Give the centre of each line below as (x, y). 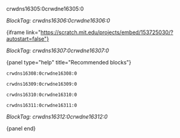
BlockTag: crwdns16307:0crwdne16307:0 (58, 50)
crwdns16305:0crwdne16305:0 (45, 9)
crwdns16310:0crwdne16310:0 (42, 95)
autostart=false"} (28, 39)
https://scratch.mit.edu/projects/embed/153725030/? (107, 32)
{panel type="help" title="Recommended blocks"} (69, 62)
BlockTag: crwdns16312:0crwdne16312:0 (57, 117)
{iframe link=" (24, 32)
